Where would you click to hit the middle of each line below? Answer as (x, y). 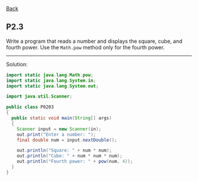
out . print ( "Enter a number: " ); (56, 135)
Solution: (17, 64)
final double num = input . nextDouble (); (67, 140)
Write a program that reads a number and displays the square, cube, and (94, 41)
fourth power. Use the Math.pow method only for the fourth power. (85, 47)
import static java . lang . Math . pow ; (50, 75)
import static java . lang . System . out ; (52, 86)
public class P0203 (30, 107)
